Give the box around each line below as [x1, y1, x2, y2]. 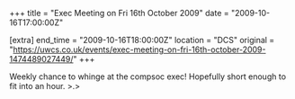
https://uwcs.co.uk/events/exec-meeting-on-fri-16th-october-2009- [13, 44, 266, 55]
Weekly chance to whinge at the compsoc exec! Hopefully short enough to [9, 71, 286, 82]
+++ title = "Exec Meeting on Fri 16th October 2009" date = [9, 8, 229, 18]
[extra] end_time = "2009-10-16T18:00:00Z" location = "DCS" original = [9, 35, 275, 45]
